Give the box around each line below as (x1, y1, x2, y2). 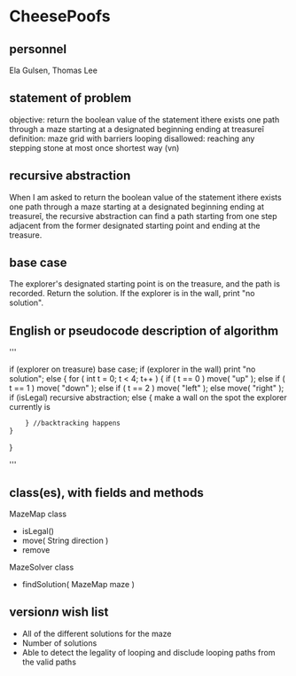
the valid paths (21, 656, 77, 667)
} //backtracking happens (25, 419, 121, 428)
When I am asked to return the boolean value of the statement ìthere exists (9, 192, 282, 202)
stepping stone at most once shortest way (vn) (9, 142, 180, 153)
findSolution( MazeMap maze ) (21, 579, 136, 590)
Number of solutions (21, 637, 97, 648)
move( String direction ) (21, 535, 109, 546)
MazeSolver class (9, 562, 74, 573)
